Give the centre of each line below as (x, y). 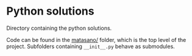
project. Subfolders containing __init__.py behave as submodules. (91, 46)
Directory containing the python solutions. (59, 28)
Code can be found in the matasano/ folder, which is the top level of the (96, 40)
